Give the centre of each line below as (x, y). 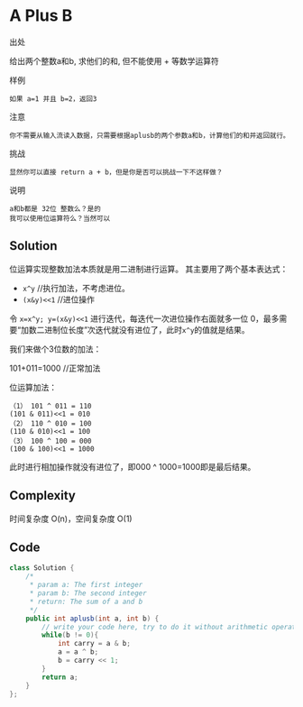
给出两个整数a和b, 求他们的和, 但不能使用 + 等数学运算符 (114, 60)
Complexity (43, 496)
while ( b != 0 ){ (70, 635)
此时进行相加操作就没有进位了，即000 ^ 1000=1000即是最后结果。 (133, 466)
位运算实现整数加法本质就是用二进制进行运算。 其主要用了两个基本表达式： (149, 269)
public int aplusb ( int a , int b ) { (92, 619)
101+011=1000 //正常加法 (55, 368)
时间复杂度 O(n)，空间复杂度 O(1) (71, 519)
